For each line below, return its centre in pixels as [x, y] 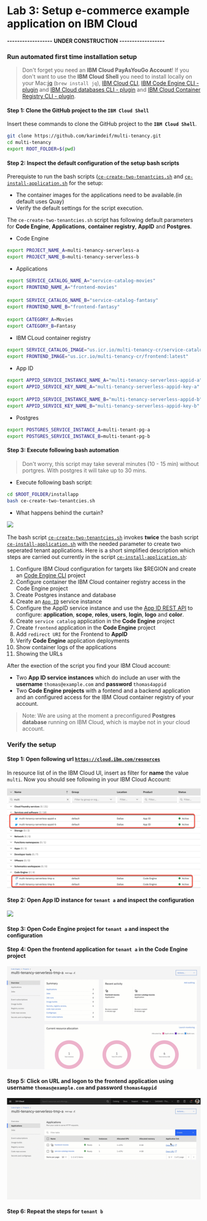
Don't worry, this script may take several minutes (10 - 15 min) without [110, 464]
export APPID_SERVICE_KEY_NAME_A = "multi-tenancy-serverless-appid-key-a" [103, 387]
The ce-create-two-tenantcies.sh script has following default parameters [100, 220]
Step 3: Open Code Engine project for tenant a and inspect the [88, 928]
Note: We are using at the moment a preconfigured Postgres [99, 715]
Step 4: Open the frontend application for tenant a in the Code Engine [97, 949]
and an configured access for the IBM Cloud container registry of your [105, 697]
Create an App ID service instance [59, 601]
